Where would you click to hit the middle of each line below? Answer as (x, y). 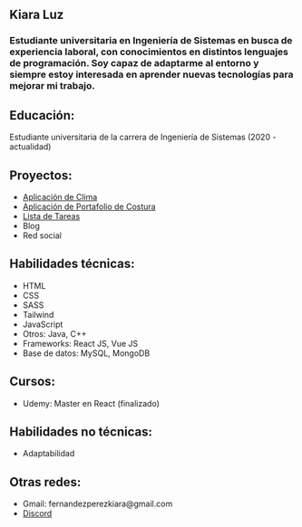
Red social (42, 235)
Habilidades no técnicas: (81, 431)
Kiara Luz (37, 15)
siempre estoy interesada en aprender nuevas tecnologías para (151, 74)
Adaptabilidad (49, 454)
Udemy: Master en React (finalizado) (91, 403)
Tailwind (38, 314)
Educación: (42, 115)
